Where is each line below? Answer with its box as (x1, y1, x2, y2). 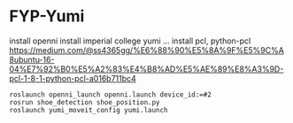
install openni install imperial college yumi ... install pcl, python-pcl (9, 35, 251, 46)
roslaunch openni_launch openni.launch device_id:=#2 (9, 90, 212, 99)
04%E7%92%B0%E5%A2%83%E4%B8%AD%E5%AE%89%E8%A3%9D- (9, 64, 284, 74)
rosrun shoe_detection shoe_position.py (9, 97, 161, 107)
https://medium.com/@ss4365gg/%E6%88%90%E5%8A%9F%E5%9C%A (9, 44, 285, 55)
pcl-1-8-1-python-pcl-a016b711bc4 (9, 73, 137, 83)
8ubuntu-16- (9, 54, 55, 65)
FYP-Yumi (9, 6, 85, 27)
